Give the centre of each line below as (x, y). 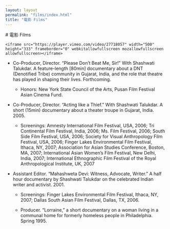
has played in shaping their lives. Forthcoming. (62, 80)
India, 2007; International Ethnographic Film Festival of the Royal (88, 158)
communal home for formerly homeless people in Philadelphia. (86, 216)
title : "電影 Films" (26, 20)
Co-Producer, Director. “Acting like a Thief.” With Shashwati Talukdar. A (88, 105)
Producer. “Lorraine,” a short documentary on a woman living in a (89, 210)
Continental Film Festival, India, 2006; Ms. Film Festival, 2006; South (93, 131)
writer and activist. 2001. (39, 185)
